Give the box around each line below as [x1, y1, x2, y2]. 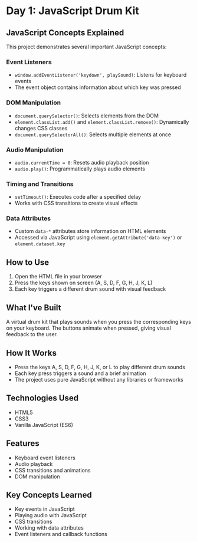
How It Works [6, 348, 57, 358]
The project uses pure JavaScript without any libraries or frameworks [14, 376, 184, 383]
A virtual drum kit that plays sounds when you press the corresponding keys [6, 318, 192, 326]
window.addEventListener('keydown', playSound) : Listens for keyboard [14, 71, 187, 78]
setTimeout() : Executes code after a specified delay [14, 193, 142, 201]
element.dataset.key [14, 241, 65, 247]
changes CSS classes [14, 124, 68, 132]
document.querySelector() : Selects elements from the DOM [14, 112, 159, 119]
